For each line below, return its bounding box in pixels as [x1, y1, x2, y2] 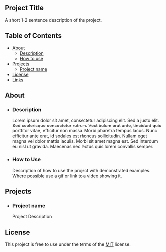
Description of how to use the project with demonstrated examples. [12, 167, 151, 173]
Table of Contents [5, 32, 62, 40]
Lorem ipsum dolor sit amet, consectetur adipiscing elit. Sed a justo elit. [12, 117, 159, 124]
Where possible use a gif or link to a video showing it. [12, 173, 122, 179]
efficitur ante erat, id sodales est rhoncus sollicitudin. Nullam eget [12, 133, 147, 139]
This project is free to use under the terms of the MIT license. [5, 241, 131, 247]
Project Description [12, 214, 52, 220]
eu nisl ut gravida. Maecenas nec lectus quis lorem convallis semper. [12, 144, 154, 150]
